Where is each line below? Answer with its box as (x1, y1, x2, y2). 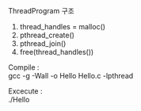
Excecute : (8, 86, 43, 96)
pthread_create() (19, 30, 75, 40)
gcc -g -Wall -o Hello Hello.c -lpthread (8, 71, 134, 80)
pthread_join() (19, 39, 67, 48)
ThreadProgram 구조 (8, 6, 75, 15)
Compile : (8, 63, 40, 72)
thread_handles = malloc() (19, 22, 105, 31)
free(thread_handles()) (19, 48, 94, 56)
